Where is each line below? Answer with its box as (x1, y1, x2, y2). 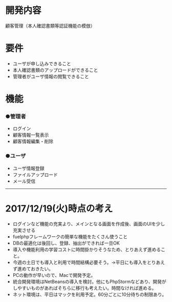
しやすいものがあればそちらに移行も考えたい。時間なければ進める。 (12, 285, 157, 291)
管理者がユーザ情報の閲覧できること (12, 73, 90, 80)
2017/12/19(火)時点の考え (5, 202, 113, 214)
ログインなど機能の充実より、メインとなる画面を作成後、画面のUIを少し (12, 220, 165, 226)
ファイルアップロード (12, 172, 58, 178)
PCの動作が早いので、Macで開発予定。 (12, 272, 96, 278)
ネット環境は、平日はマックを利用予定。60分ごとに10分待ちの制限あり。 (12, 291, 167, 297)
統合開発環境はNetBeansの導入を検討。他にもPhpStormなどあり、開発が (12, 278, 166, 285)
